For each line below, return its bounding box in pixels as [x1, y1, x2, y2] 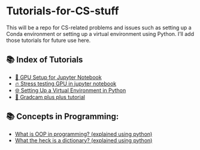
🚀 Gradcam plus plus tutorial [14, 93, 86, 100]
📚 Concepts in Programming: [6, 112, 119, 122]
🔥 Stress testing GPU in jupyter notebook [14, 79, 117, 87]
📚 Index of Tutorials [6, 55, 83, 65]
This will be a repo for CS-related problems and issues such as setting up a [6, 24, 192, 31]
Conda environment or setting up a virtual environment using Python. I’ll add [6, 30, 195, 37]
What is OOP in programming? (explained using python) [14, 130, 153, 137]
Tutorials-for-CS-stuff [6, 4, 119, 18]
